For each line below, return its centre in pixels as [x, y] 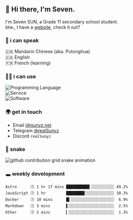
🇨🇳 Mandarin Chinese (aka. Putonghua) [48, 52]
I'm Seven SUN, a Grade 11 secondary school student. [62, 21]
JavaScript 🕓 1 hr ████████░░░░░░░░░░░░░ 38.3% [67, 193]
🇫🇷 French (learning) [28, 63]
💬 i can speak [22, 40]
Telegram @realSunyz [36, 130]
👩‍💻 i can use [21, 77]
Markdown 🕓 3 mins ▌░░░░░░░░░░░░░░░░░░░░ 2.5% [67, 206]
